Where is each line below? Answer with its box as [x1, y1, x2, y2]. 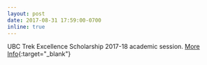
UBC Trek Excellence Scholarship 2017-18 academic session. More [7, 43, 201, 51]
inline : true [7, 23, 45, 30]
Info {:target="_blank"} [7, 50, 71, 58]
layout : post [7, 10, 45, 17]
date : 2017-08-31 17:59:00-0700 [7, 17, 101, 24]
